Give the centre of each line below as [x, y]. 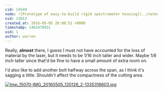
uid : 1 [12, 32]
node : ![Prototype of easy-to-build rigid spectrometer [63, 14]
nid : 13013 [16, 18]
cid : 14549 [16, 9]
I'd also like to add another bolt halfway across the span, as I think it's [75, 70]
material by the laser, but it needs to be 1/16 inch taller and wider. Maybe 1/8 [81, 55]
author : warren [20, 37]
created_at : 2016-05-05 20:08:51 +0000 [45, 23]
